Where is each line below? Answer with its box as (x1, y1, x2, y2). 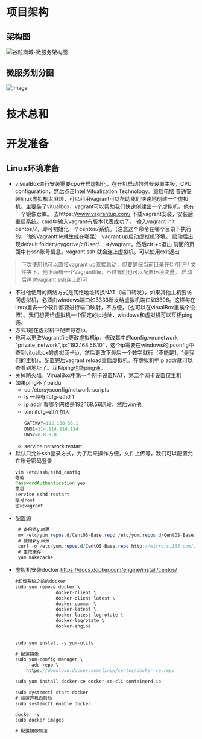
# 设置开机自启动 (14, 695, 52, 701)
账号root (14, 497, 36, 503)
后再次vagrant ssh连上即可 (21, 276, 88, 283)
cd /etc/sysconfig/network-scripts (24, 386, 110, 393)
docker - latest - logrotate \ (55, 612, 124, 618)
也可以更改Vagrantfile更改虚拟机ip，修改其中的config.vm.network (14, 334, 178, 341)
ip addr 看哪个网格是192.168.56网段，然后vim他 (24, 401, 142, 408)
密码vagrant (14, 503, 43, 509)
